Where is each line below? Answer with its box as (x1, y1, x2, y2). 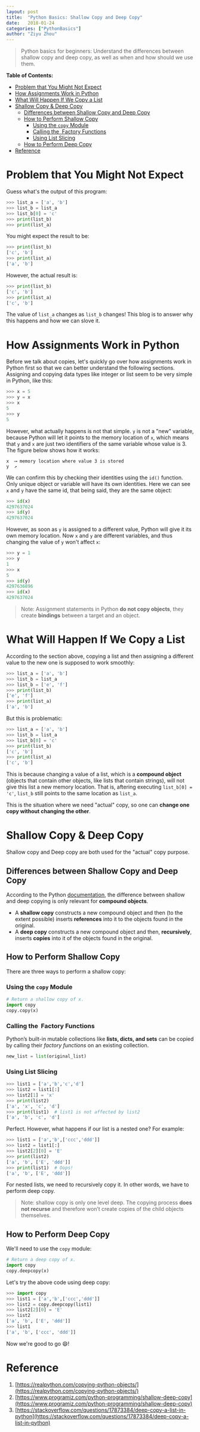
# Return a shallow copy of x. (6, 996, 84, 1002)
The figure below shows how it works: (6, 446, 100, 454)
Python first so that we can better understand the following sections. (6, 364, 175, 371)
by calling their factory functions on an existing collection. (6, 1041, 149, 1049)
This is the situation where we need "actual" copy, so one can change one (6, 801, 190, 809)
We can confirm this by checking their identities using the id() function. (6, 474, 183, 481)
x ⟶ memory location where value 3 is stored (6, 458, 124, 464)
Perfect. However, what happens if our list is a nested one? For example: (6, 1125, 184, 1132)
